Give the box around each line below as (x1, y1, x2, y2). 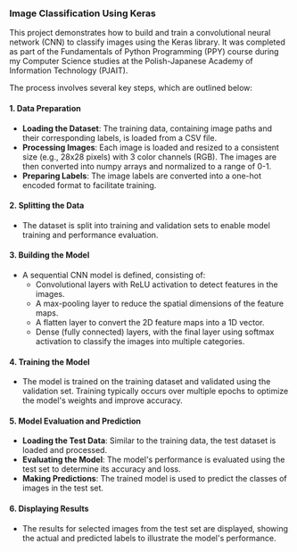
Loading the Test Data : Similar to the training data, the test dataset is (21, 435, 276, 446)
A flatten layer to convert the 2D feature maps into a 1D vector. (35, 317, 265, 327)
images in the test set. (21, 482, 104, 493)
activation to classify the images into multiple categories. (35, 335, 245, 346)
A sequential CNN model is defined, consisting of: (21, 269, 206, 280)
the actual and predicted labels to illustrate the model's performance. (21, 532, 276, 543)
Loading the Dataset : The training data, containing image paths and (21, 123, 273, 134)
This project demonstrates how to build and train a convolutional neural (9, 28, 271, 38)
